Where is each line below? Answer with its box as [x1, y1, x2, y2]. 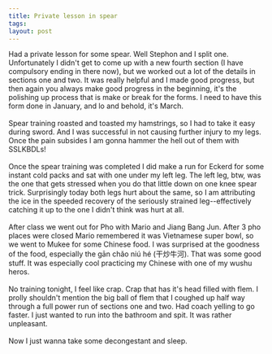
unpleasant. [8, 319, 48, 329]
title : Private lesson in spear [8, 11, 118, 20]
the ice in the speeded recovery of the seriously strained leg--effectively [8, 196, 252, 206]
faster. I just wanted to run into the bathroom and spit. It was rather [8, 310, 232, 320]
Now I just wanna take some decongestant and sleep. [8, 336, 188, 346]
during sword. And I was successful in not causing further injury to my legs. [8, 127, 261, 137]
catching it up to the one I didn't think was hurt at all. [8, 205, 184, 215]
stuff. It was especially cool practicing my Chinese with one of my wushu [8, 258, 253, 269]
